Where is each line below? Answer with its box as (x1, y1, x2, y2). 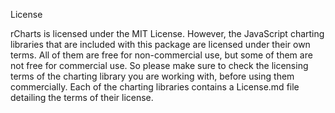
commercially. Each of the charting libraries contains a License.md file (10, 81, 300, 93)
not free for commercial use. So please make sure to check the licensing (10, 60, 309, 71)
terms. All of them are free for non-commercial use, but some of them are (10, 49, 313, 61)
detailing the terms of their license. (10, 92, 154, 103)
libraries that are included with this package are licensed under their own (10, 39, 311, 50)
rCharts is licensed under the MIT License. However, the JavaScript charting (10, 28, 325, 39)
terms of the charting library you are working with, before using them (10, 70, 295, 82)
